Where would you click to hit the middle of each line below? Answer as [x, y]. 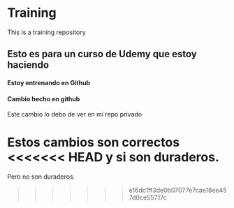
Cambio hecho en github [44, 98]
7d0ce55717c [148, 198]
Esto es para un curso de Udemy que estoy [102, 54]
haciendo [28, 65]
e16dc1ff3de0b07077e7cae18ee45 [178, 191]
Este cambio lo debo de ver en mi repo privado [74, 114]
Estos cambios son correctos [94, 143]
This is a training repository [46, 32]
